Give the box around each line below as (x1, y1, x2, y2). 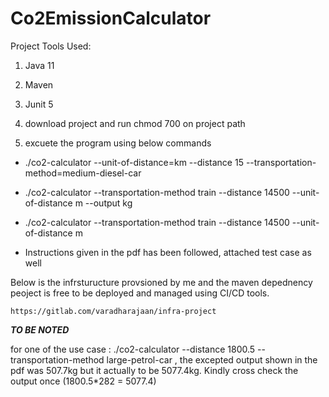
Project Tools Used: (10, 40, 92, 52)
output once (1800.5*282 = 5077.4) (10, 375, 157, 387)
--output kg (84, 197, 133, 209)
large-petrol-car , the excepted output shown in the (106, 353, 318, 366)
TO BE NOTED (10, 323, 70, 336)
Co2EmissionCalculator (10, 7, 212, 30)
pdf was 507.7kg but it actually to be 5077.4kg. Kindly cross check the (10, 364, 299, 376)
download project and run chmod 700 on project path (24, 117, 246, 129)
